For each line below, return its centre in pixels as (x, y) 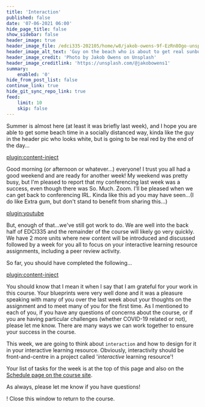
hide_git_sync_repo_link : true (46, 92)
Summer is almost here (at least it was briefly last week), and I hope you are (102, 126)
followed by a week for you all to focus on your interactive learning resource (102, 244)
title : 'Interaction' (34, 12)
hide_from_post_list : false (42, 80)
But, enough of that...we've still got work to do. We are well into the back (98, 225)
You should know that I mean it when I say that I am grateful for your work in (102, 286)
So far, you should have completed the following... (69, 262)
